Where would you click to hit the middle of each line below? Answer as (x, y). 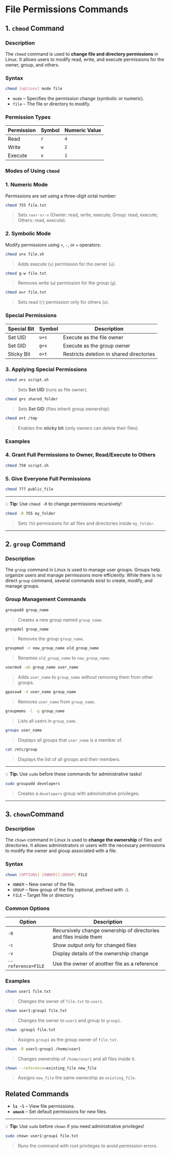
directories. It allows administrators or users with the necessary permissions (85, 846)
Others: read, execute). (42, 220)
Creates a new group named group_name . (60, 619)
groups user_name (24, 730)
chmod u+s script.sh (27, 380)
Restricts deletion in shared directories (109, 354)
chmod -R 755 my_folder (31, 513)
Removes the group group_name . (51, 639)
